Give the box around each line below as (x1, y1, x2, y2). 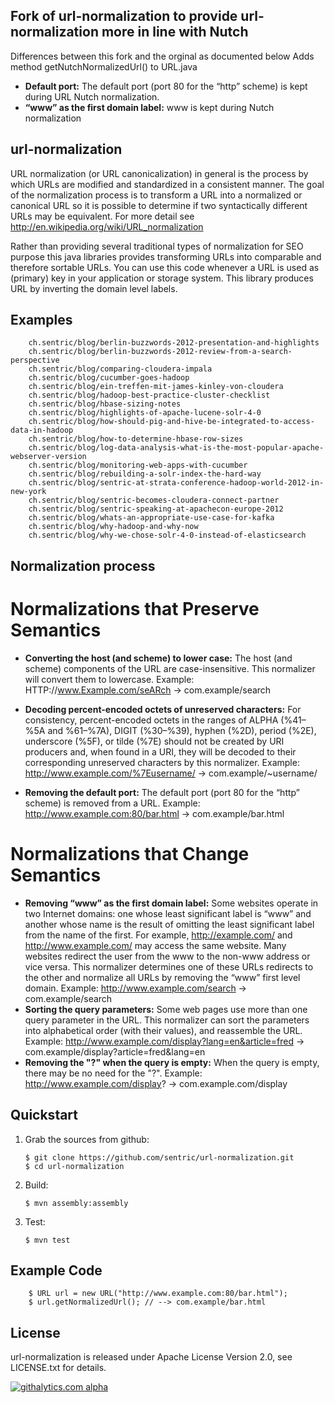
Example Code (10, 1262, 103, 1279)
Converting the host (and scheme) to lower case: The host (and (24, 652, 293, 664)
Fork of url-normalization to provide (10, 8, 238, 25)
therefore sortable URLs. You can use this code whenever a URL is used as (10, 261, 320, 273)
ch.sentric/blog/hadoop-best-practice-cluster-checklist (28, 390, 271, 401)
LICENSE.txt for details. (10, 1362, 107, 1374)
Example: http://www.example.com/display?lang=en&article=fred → (24, 1035, 305, 1047)
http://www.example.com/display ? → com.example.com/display (24, 1077, 288, 1089)
